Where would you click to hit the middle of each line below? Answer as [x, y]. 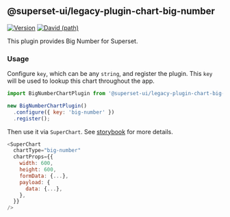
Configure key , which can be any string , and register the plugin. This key [110, 74]
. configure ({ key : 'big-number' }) [64, 112]
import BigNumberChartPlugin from [56, 94]
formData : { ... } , [44, 176]
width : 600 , [36, 164]
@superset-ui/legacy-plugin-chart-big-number [111, 11]
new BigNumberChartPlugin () [47, 105]
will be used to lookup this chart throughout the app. [81, 81]
